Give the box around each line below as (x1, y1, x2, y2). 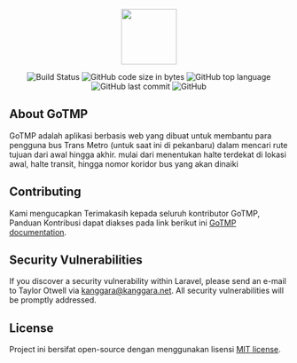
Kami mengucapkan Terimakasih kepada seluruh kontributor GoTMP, (9, 208, 260, 218)
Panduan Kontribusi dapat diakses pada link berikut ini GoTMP (9, 217, 237, 228)
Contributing (9, 185, 82, 200)
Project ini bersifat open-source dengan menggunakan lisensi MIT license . (9, 344, 281, 355)
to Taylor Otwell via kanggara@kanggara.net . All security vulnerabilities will (9, 285, 285, 296)
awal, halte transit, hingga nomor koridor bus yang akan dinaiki (9, 158, 239, 169)
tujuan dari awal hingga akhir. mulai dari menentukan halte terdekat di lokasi (9, 149, 286, 160)
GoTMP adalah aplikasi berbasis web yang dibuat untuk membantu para (9, 130, 272, 141)
